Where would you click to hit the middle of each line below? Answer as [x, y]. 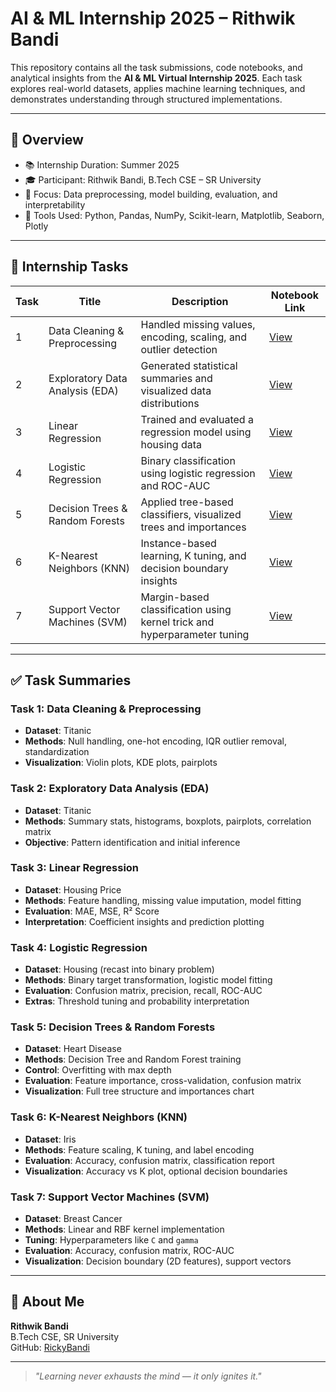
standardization [57, 752]
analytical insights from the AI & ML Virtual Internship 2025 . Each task [156, 78]
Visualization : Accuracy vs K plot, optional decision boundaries [156, 1171]
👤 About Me [47, 1302]
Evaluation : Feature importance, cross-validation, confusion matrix [163, 1081]
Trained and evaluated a [197, 419]
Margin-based [175, 597]
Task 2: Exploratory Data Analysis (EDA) [110, 789]
